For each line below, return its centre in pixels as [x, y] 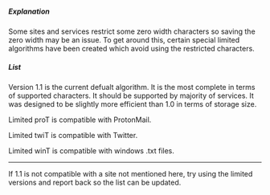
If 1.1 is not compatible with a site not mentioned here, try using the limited [131, 173]
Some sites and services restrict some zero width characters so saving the [132, 31]
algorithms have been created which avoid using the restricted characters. [131, 48]
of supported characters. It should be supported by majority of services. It [131, 95]
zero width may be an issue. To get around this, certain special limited [124, 39]
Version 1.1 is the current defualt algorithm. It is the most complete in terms [132, 87]
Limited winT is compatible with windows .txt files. [92, 150]
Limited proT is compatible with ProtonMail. [80, 120]
